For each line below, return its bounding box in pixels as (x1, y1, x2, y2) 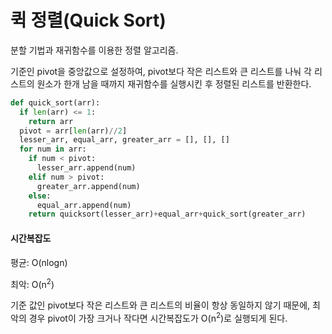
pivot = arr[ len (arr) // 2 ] (19, 126, 128, 136)
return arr (28, 116, 74, 126)
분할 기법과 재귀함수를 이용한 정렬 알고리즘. (10, 44, 179, 56)
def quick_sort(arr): (10, 97, 101, 108)
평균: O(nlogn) (10, 256, 68, 268)
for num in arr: (19, 144, 87, 155)
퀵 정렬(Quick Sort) (10, 9, 167, 32)
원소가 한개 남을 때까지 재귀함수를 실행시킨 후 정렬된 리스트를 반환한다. (36, 77, 312, 90)
